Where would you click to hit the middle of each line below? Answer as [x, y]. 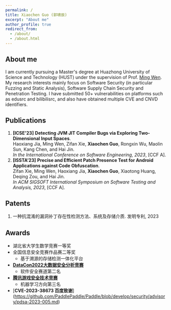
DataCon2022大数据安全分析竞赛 [48, 265]
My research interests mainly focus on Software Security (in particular [79, 82]
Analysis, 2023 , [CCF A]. [39, 187]
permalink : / [19, 10]
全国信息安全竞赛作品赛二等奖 [44, 252]
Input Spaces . [56, 138]
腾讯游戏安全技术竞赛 [35, 278]
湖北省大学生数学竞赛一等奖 [42, 246]
